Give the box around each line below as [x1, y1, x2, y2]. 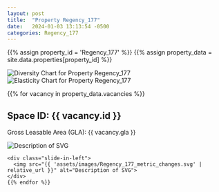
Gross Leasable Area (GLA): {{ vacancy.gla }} [7, 128, 136, 137]
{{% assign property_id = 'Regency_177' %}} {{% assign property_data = [7, 48, 213, 57]
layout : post [7, 10, 45, 17]
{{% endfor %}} [7, 179, 51, 186]
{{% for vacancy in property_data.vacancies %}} [7, 90, 145, 98]
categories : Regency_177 [7, 29, 79, 37]
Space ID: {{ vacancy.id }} [7, 110, 122, 122]
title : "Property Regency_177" [7, 17, 100, 23]
